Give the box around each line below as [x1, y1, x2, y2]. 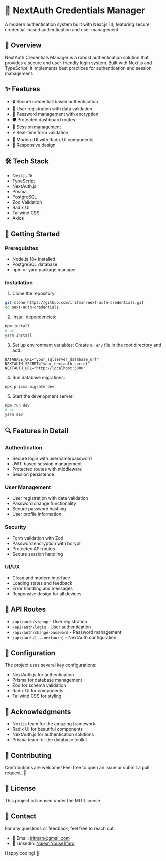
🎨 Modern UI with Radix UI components [12, 136, 94, 142]
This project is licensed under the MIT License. [5, 797, 102, 803]
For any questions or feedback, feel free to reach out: [5, 825, 115, 831]
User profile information [12, 511, 62, 517]
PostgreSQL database [12, 261, 58, 267]
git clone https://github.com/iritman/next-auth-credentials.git [5, 300, 144, 305]
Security [5, 524, 26, 531]
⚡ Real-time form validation [12, 129, 69, 135]
